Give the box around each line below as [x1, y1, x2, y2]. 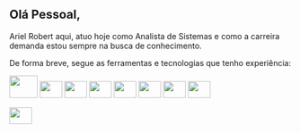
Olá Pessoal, [9, 7, 81, 22]
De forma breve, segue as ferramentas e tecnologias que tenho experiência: [9, 57, 292, 68]
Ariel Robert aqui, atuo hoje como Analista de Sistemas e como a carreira [9, 30, 280, 41]
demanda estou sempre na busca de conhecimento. [9, 40, 202, 51]
